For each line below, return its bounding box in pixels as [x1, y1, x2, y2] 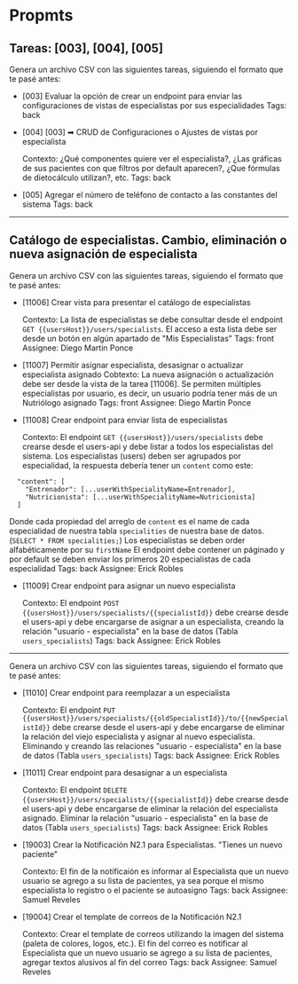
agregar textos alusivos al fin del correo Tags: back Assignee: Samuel [21, 956, 278, 967]
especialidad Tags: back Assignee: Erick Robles [9, 563, 184, 573]
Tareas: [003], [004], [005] [9, 41, 164, 56]
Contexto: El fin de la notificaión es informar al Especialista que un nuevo [21, 866, 289, 877]
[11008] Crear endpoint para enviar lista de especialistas [21, 414, 228, 425]
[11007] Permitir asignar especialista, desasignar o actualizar [21, 359, 244, 370]
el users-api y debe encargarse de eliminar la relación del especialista [21, 803, 278, 814]
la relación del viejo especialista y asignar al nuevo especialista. [21, 731, 255, 742]
